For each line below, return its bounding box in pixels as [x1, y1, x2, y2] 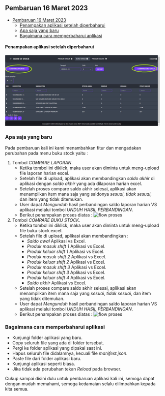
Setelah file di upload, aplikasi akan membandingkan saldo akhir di [19, 175, 155, 181]
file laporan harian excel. [19, 170, 70, 176]
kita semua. [5, 386, 28, 392]
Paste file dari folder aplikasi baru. [12, 355, 82, 361]
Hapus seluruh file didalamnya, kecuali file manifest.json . [12, 350, 128, 356]
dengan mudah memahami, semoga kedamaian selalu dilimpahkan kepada [5, 381, 156, 387]
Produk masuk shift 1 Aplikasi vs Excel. [27, 243, 106, 249]
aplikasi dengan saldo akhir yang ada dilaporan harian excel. [19, 181, 142, 186]
